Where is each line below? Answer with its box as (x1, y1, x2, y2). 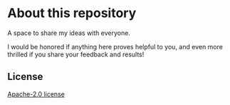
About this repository (7, 5, 137, 21)
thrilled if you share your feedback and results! (7, 50, 145, 59)
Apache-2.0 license (7, 89, 66, 98)
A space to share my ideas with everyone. (7, 29, 130, 37)
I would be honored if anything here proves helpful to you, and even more (7, 42, 223, 51)
